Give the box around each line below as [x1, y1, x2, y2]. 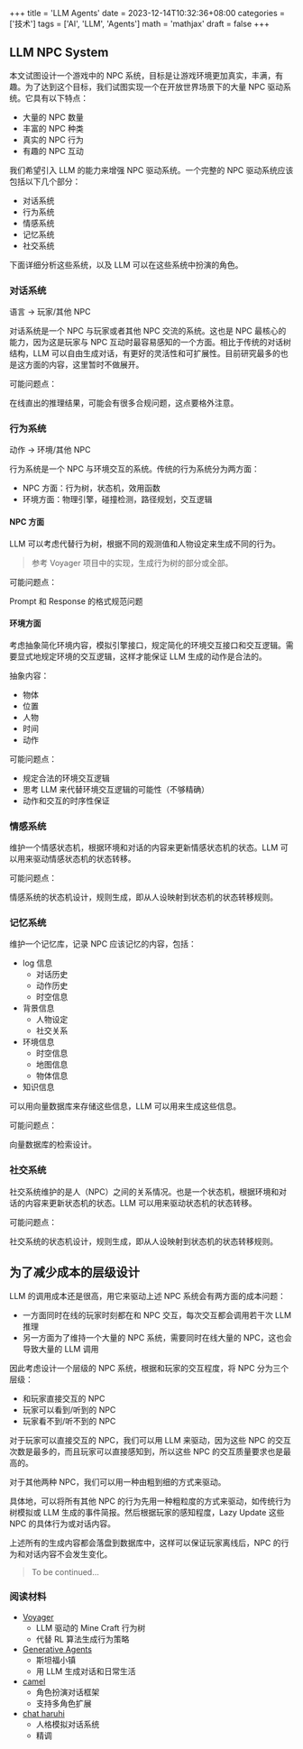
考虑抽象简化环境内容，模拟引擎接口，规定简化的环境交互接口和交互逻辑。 [9, 639, 286, 650]
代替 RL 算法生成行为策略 [35, 1634, 130, 1644]
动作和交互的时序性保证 [22, 795, 110, 806]
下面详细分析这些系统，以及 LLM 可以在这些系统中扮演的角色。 [9, 259, 243, 270]
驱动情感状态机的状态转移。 [32, 854, 136, 865]
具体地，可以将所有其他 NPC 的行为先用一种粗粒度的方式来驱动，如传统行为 [9, 1496, 291, 1506]
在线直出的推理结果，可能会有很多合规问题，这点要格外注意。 [9, 398, 239, 408]
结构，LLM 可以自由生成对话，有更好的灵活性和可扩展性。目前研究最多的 [9, 348, 281, 359]
